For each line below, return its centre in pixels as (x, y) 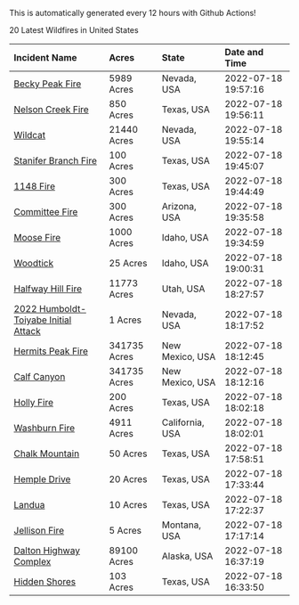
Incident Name (45, 57)
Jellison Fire (39, 531)
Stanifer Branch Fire (56, 161)
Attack (28, 331)
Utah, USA (183, 289)
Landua (29, 505)
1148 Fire (35, 186)
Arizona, (179, 206)
